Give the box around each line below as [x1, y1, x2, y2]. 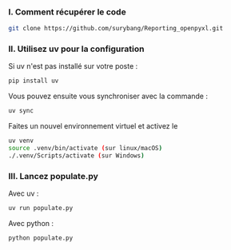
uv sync [8, 107, 34, 115]
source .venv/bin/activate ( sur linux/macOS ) [8, 145, 162, 153]
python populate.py [8, 234, 74, 242]
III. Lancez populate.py [8, 170, 98, 181]
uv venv [8, 137, 34, 145]
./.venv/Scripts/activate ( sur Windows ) [8, 151, 145, 160]
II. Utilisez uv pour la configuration [8, 43, 145, 54]
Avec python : [8, 219, 54, 228]
